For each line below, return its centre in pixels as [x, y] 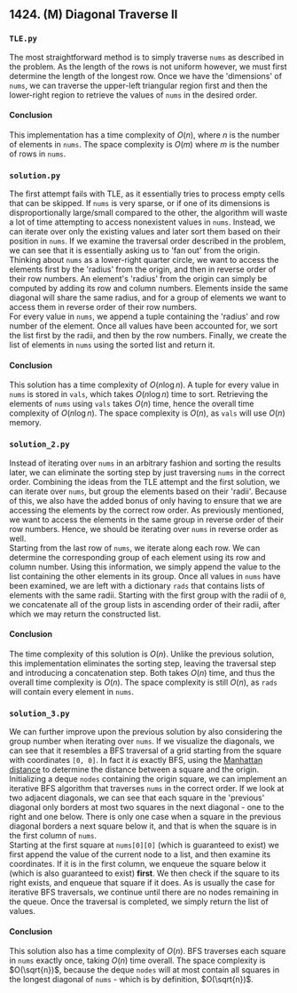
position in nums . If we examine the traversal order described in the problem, [148, 241]
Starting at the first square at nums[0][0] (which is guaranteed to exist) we [144, 845]
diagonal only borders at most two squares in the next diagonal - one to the [147, 807]
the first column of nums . [53, 836]
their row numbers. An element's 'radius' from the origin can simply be [138, 279]
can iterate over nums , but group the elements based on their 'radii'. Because [148, 491]
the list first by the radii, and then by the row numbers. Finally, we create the [148, 336]
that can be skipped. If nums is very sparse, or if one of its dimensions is [140, 203]
